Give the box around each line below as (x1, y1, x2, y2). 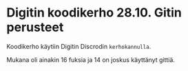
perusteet (6, 19, 64, 35)
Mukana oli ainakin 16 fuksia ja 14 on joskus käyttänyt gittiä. (6, 55, 175, 63)
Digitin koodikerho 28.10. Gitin (6, 5, 182, 21)
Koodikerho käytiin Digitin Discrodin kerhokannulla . (6, 42, 152, 50)
